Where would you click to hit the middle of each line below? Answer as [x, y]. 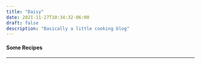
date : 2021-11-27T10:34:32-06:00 [48, 17]
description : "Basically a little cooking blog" [68, 28]
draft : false [22, 23]
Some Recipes [25, 47]
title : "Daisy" [25, 12]
